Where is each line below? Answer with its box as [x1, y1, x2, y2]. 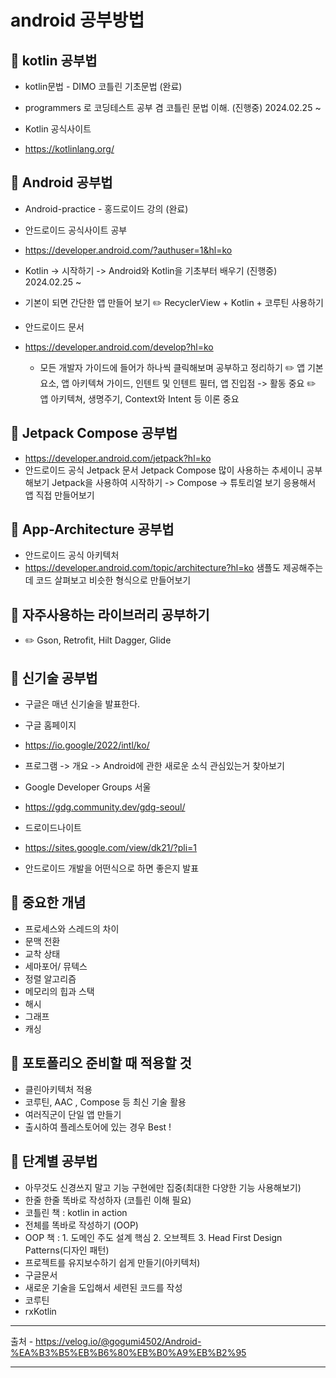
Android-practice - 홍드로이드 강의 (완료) [24, 202, 189, 215]
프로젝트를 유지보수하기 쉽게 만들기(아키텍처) [24, 1256, 201, 1268]
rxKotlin [24, 1305, 57, 1317]
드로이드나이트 [24, 822, 82, 834]
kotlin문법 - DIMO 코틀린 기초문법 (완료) [24, 81, 183, 92]
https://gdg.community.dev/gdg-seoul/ [24, 801, 186, 813]
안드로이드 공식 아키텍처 [24, 549, 120, 561]
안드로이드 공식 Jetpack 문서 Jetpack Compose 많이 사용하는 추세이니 [24, 464, 305, 476]
